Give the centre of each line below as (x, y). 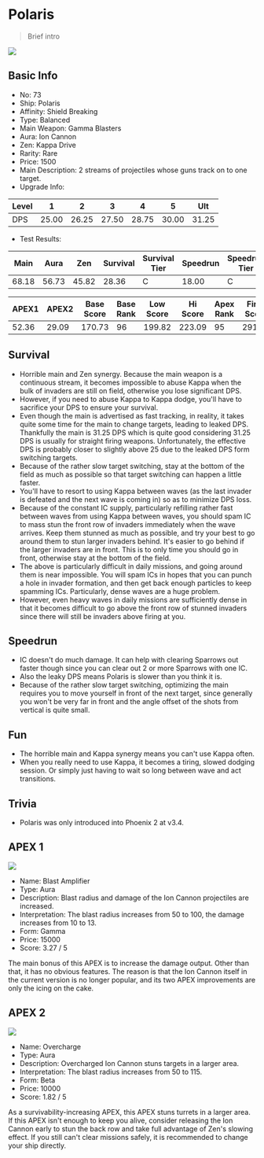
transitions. (38, 779)
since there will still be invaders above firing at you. (103, 616)
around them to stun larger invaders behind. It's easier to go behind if (132, 541)
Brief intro (44, 36)
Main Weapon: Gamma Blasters (70, 128)
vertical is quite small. (55, 710)
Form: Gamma (42, 931)
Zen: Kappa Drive (48, 145)
